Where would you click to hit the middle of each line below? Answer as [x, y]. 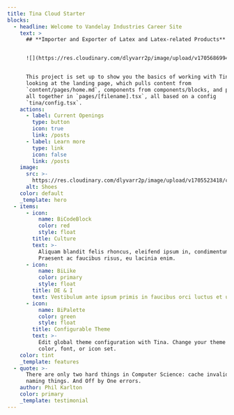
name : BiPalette [62, 310]
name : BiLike [57, 271]
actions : [32, 109]
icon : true [48, 129]
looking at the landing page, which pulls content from [108, 84]
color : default [42, 193]
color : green [57, 316]
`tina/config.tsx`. [54, 103]
